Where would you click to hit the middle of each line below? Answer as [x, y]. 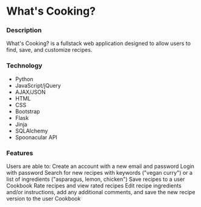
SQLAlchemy [31, 131]
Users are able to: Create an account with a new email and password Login [100, 166]
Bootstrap [27, 111]
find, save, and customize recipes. [49, 50]
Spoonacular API [36, 137]
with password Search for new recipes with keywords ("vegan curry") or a [100, 173]
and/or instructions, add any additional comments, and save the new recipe [101, 192]
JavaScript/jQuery [38, 85]
